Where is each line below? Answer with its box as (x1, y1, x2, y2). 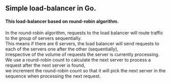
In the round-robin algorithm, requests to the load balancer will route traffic (5, 30, 164, 36)
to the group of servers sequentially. (5, 35, 82, 41)
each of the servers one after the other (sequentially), (5, 46, 119, 52)
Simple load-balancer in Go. (5, 4, 96, 13)
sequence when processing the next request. (5, 73, 101, 79)
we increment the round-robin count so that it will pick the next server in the (5, 67, 166, 73)
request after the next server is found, (5, 62, 85, 68)
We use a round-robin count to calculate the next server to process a (5, 57, 151, 63)
